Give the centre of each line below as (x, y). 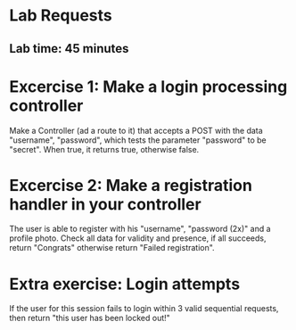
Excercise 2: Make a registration (131, 185)
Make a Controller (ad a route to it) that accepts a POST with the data (136, 130)
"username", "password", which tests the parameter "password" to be (138, 140)
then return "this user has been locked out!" (90, 318)
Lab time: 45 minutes (69, 49)
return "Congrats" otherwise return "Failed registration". (112, 248)
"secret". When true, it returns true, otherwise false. (104, 149)
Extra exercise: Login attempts (125, 284)
